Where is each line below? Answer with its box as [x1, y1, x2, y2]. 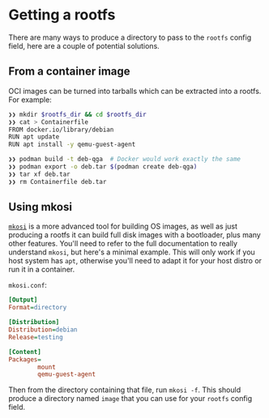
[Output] [8, 296, 38, 305]
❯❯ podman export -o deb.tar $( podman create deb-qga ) [8, 163, 198, 171]
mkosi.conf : [8, 280, 47, 290]
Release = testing [8, 333, 63, 341]
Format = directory [8, 304, 67, 312]
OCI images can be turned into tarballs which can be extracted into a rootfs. [8, 86, 262, 96]
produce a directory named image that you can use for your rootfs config [8, 394, 253, 403]
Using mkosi [8, 200, 73, 214]
